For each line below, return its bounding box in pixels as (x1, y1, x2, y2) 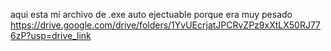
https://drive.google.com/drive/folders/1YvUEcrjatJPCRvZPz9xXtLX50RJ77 (10, 19, 322, 31)
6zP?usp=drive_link (10, 30, 92, 41)
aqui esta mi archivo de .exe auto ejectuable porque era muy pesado (10, 9, 293, 20)
